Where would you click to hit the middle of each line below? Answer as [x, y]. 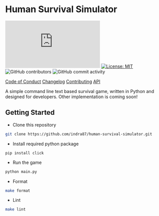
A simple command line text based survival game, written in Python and [80, 91]
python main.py [21, 171]
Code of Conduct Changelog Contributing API [53, 81]
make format [18, 191]
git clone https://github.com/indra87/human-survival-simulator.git [79, 134]
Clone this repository [34, 124]
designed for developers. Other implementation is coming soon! [71, 97]
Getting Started [30, 113]
